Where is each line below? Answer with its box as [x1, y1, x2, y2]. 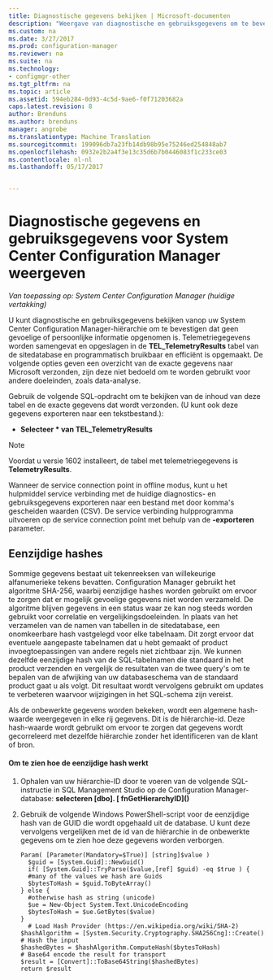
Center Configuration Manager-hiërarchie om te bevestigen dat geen [8, 324, 239, 334]
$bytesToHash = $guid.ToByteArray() [28, 879, 152, 888]
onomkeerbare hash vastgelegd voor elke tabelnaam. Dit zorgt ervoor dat [8, 629, 254, 639]
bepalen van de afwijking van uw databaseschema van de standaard [8, 672, 239, 682]
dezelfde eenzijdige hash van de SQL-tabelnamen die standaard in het [8, 655, 244, 665]
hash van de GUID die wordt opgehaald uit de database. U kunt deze [19, 818, 250, 828]
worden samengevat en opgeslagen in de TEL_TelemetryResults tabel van [8, 341, 259, 351]
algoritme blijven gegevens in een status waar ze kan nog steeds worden [8, 603, 253, 613]
